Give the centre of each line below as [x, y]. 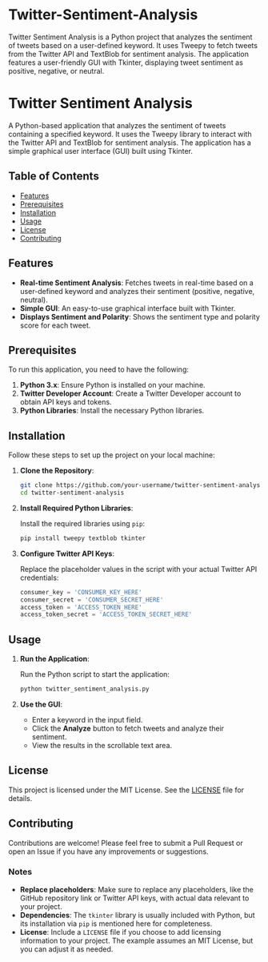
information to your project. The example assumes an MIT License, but [136, 940]
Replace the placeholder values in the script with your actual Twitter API [138, 569]
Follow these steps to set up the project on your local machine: [112, 455]
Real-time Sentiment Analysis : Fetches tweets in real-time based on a [136, 283]
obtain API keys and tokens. [66, 402]
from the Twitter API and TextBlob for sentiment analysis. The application [129, 54]
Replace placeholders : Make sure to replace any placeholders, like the [137, 889]
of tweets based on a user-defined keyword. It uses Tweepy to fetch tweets [133, 45]
